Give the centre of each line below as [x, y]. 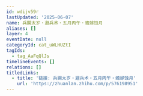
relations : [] [24, 67]
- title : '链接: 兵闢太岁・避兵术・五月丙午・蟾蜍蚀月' [74, 78]
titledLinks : [23, 73]
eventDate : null [26, 39]
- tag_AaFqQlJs [31, 56]
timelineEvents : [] [31, 61]
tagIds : [16, 51]
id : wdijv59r [23, 12]
